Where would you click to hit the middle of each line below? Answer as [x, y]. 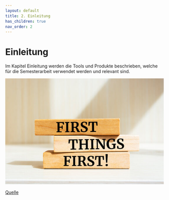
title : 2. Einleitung [28, 16]
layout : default [22, 11]
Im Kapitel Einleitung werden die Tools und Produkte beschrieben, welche [81, 66]
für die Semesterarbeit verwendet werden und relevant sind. [68, 72]
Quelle [12, 192]
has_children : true [26, 21]
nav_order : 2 [19, 27]
